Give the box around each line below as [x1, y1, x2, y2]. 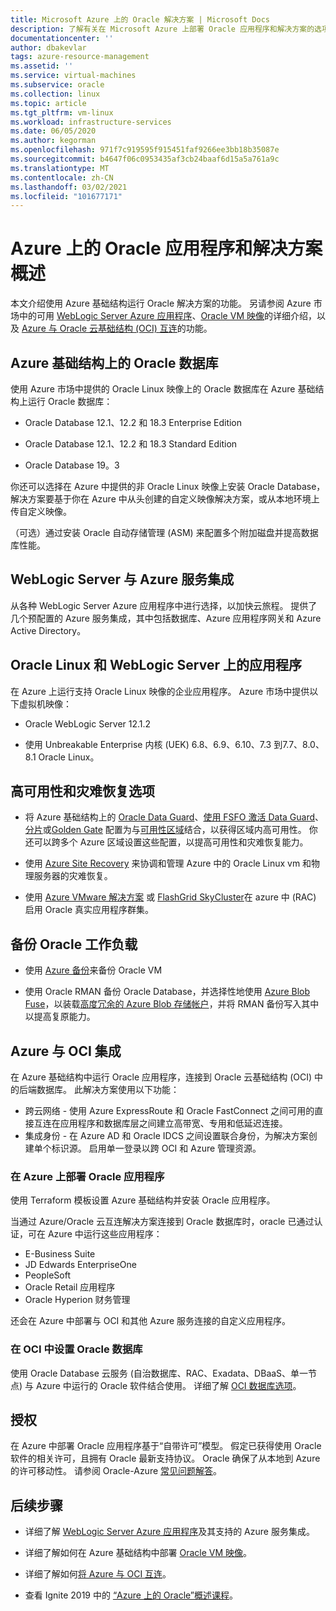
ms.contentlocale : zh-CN [10, 172, 114, 183]
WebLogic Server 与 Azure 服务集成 [10, 571, 235, 588]
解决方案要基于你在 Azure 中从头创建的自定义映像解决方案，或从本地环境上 [10, 493, 320, 505]
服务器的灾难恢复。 [33, 870, 113, 882]
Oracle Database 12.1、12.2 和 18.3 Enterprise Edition [24, 417, 243, 428]
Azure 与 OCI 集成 [10, 1042, 122, 1060]
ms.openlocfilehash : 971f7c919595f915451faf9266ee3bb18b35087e [10, 145, 280, 155]
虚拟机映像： [18, 697, 72, 710]
